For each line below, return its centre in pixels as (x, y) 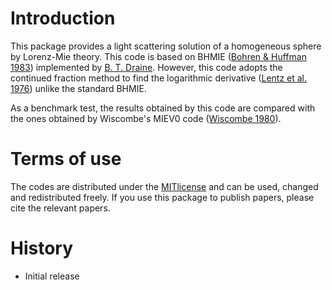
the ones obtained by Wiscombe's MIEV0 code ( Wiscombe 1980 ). (146, 118)
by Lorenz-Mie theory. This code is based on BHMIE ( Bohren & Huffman (158, 56)
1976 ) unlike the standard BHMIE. (78, 88)
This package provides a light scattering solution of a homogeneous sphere (166, 46)
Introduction (63, 18)
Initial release (52, 276)
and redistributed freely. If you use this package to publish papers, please (162, 197)
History (42, 248)
